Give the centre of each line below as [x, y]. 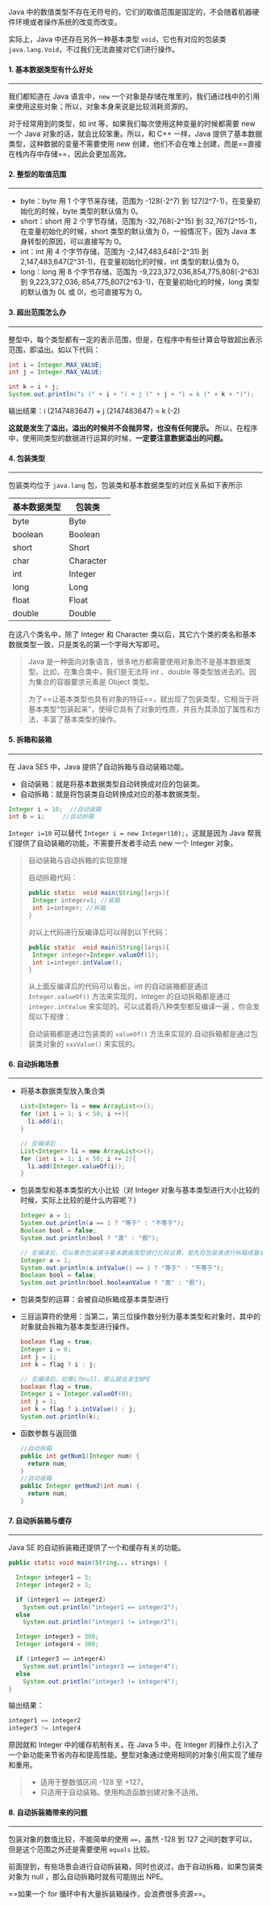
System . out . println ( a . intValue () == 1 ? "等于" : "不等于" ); [122, 1268]
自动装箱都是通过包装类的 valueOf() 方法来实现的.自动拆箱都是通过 [140, 1034]
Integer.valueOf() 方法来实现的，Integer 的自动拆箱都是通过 [129, 997]
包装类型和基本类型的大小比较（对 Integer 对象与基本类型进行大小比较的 [140, 1190]
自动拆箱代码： [53, 878]
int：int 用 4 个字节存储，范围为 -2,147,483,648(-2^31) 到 [115, 252]
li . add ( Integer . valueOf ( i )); [77, 1166]
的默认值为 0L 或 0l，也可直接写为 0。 [83, 292]
